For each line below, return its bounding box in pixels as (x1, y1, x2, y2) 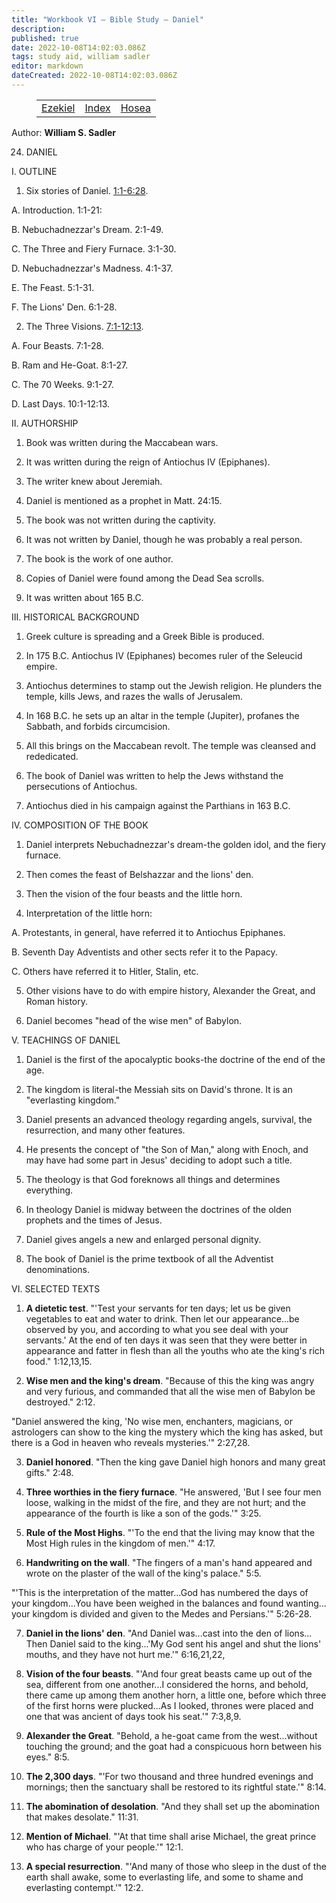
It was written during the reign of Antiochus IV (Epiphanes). (25, 456, 271, 468)
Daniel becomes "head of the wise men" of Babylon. (25, 1014, 243, 1026)
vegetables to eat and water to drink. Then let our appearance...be (25, 1312, 300, 1325)
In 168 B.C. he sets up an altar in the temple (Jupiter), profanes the (25, 709, 300, 721)
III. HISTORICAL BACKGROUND (11, 611, 140, 623)
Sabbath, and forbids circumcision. (25, 720, 171, 732)
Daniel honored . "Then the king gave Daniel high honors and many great (25, 1456, 326, 1468)
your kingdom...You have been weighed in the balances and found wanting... (11, 1597, 327, 1609)
